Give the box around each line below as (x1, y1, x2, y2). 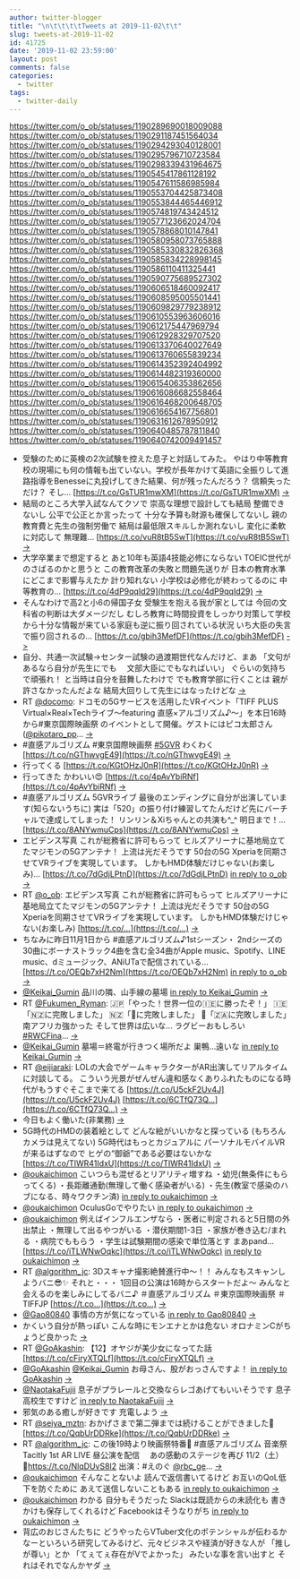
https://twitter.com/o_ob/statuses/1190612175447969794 (9, 321, 219, 331)
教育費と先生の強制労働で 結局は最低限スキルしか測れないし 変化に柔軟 (21, 520, 287, 531)
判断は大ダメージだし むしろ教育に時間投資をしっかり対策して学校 (46, 608, 291, 619)
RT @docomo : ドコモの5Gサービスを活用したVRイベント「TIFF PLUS (21, 696, 279, 708)
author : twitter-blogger (9, 13, 102, 22)
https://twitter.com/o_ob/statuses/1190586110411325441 (9, 263, 216, 274)
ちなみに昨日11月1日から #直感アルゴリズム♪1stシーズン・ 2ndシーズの (21, 934, 283, 945)
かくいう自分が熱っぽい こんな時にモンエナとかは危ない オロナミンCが (21, 1320, 284, 1331)
